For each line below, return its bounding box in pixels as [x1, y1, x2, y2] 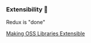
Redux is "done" [6, 19, 46, 26]
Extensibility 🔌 [6, 5, 48, 14]
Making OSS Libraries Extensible [6, 30, 85, 37]
